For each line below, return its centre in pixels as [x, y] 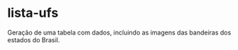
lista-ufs [33, 13]
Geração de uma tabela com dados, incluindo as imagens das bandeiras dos [119, 32]
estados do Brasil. [34, 39]
